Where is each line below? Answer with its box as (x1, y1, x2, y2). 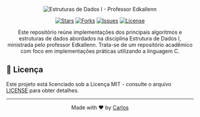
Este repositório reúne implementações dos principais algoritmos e (17, 29, 183, 36)
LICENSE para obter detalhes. (6, 87, 79, 94)
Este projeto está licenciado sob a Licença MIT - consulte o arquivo (6, 80, 171, 87)
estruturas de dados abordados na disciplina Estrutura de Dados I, (18, 35, 182, 42)
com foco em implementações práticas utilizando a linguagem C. (20, 48, 180, 55)
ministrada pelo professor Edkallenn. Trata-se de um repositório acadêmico (7, 42, 193, 48)
